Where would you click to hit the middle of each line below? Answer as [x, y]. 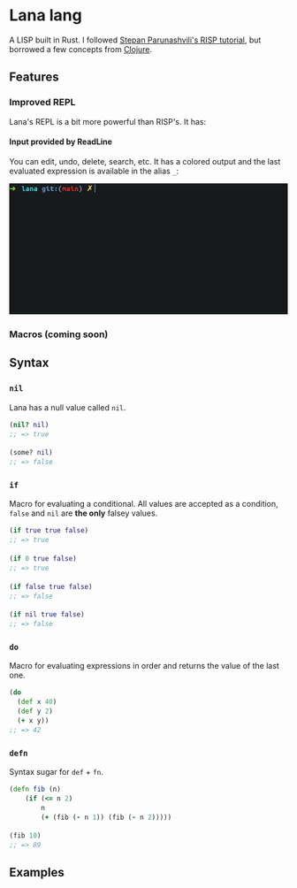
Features [34, 77]
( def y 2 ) [35, 712]
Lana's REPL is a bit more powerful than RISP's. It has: [108, 121]
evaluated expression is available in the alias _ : [94, 171]
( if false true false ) [51, 586]
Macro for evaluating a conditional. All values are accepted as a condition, [144, 504]
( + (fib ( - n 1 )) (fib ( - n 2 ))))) [107, 817]
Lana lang [46, 15]
